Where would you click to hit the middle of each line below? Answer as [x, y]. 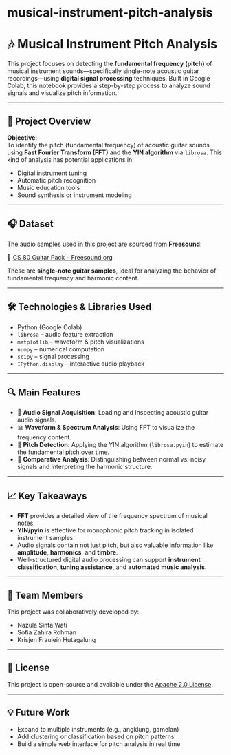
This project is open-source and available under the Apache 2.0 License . [110, 684]
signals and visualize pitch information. [62, 93]
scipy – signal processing [53, 356]
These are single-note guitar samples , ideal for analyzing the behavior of [112, 271]
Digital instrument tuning [52, 173]
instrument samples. [46, 538]
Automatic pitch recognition [56, 180]
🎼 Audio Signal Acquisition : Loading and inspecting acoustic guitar [113, 413]
